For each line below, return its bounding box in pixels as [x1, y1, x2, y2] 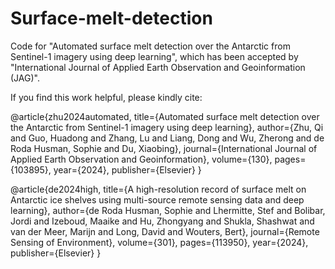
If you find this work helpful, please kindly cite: [10, 91, 203, 103]
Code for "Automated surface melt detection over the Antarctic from [10, 40, 291, 52]
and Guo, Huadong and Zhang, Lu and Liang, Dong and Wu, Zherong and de [10, 132, 325, 144]
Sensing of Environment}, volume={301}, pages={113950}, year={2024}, [10, 236, 309, 248]
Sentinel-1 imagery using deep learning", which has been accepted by [10, 50, 299, 62]
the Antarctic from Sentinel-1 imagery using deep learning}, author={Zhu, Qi [10, 121, 324, 133]
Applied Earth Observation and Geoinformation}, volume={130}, [10, 153, 273, 165]
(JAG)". [10, 72, 40, 84]
